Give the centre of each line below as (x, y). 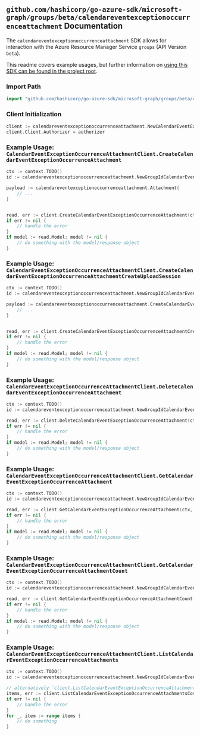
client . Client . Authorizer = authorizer (56, 132)
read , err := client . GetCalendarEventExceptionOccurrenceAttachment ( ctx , (100, 509)
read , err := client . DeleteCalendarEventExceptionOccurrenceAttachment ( (98, 421)
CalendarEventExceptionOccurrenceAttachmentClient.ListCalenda (100, 654)
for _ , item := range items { (44, 716)
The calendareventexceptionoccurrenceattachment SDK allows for (86, 40)
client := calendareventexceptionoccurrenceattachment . (77, 126)
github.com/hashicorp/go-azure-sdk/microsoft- (94, 10)
